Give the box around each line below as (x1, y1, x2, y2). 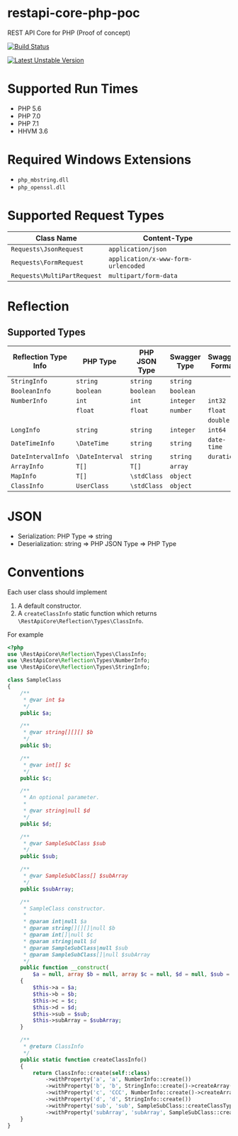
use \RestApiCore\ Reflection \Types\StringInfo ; (7, 664, 151, 671)
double (208, 416, 230, 424)
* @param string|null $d (23, 937, 97, 945)
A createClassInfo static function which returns (17, 608, 157, 618)
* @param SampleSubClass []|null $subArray (23, 951, 151, 958)
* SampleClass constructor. (23, 905, 106, 912)
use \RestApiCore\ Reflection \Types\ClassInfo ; (7, 650, 147, 657)
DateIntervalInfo (11, 452, 69, 460)
